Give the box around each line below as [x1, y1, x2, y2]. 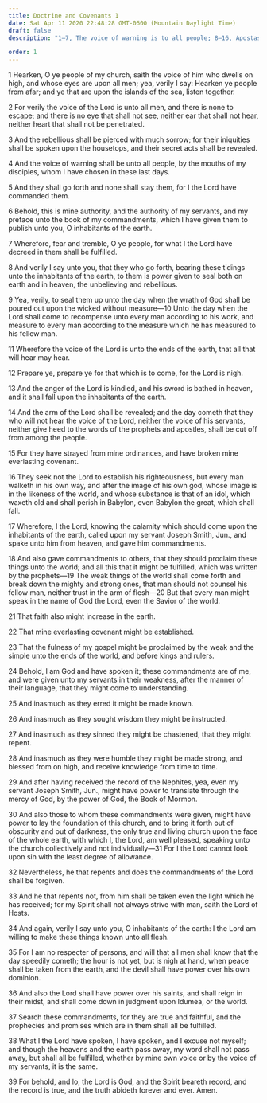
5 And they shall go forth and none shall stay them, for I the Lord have [8, 182, 237, 192]
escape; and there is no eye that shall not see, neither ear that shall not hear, [8, 111, 259, 120]
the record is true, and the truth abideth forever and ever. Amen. [8, 1085, 219, 1095]
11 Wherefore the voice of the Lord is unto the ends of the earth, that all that [8, 344, 256, 354]
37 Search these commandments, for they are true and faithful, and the [8, 1012, 241, 1022]
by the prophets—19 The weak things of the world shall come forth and [8, 571, 241, 581]
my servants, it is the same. [8, 1062, 98, 1071]
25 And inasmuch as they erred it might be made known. [8, 698, 194, 709]
